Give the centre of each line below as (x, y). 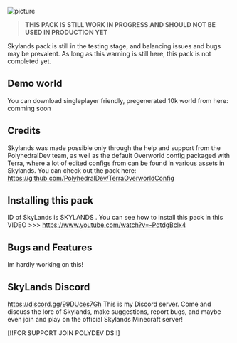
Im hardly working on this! (46, 265)
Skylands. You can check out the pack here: (72, 170)
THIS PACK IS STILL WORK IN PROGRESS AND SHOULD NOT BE (120, 25)
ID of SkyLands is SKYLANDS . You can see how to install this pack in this (115, 218)
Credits (24, 131)
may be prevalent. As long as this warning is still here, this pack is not (109, 54)
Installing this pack (51, 200)
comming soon (29, 108)
